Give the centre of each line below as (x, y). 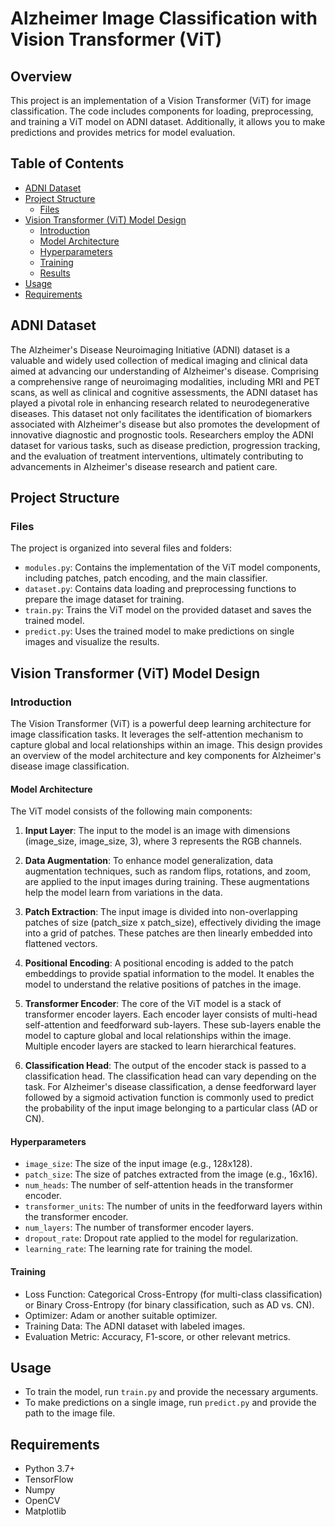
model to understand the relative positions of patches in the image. (163, 984)
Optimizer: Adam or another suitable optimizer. (121, 1315)
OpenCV (42, 1501)
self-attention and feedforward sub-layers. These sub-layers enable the (173, 1025)
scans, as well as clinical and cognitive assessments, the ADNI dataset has (164, 392)
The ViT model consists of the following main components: (131, 811)
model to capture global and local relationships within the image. (158, 1036)
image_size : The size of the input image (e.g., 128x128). (138, 1164)
